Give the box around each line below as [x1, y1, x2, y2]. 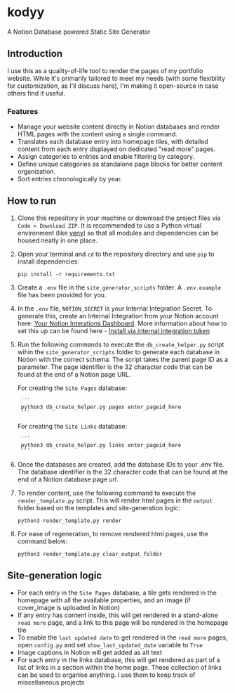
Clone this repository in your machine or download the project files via [17, 214, 221, 222]
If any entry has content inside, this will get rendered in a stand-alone [17, 611, 219, 619]
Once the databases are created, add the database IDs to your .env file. [17, 460, 224, 468]
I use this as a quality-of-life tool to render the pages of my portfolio [7, 66, 203, 75]
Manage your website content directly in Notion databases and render [17, 122, 220, 131]
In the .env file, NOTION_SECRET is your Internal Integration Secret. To [17, 304, 213, 313]
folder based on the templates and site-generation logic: [17, 503, 181, 512]
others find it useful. [7, 89, 65, 97]
